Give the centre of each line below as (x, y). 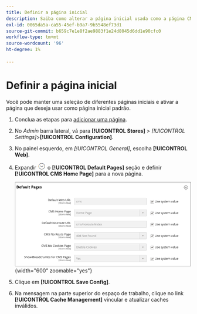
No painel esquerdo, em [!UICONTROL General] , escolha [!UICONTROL (101, 148)
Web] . (22, 154)
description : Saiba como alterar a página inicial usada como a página (95, 18)
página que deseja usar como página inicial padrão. (68, 108)
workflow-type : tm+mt (33, 37)
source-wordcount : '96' (35, 43)
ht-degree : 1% (23, 50)
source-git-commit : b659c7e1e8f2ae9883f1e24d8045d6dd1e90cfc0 (84, 31)
